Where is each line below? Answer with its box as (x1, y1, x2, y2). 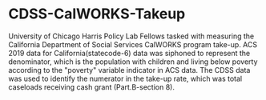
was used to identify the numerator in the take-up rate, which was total (8, 74, 243, 83)
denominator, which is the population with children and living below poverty (8, 57, 258, 66)
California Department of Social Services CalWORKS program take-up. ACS (8, 39, 258, 49)
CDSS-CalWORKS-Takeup (8, 5, 186, 23)
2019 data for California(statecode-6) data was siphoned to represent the (8, 48, 251, 58)
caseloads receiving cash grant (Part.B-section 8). (8, 82, 175, 92)
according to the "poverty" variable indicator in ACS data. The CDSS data (8, 65, 251, 74)
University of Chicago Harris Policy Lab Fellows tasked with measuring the (8, 31, 255, 41)
